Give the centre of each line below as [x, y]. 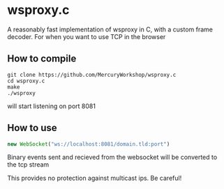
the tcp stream [28, 165]
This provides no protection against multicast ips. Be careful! [95, 178]
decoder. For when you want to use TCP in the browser [87, 36]
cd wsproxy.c [26, 81]
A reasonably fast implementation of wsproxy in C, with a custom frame [110, 29]
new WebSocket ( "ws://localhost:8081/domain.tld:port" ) [89, 144]
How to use [32, 128]
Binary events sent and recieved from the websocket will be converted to [112, 157]
